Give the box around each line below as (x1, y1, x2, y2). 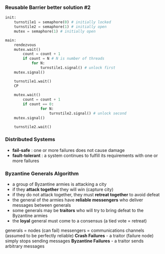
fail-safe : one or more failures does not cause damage (12, 147, 125, 153)
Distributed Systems (5, 136, 56, 143)
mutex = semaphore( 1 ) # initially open (14, 29, 96, 34)
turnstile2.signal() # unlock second (49, 110, 127, 116)
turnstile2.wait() (14, 124, 52, 129)
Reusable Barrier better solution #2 (5, 4, 91, 11)
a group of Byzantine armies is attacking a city (12, 181, 107, 187)
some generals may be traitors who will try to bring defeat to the (12, 208, 144, 214)
